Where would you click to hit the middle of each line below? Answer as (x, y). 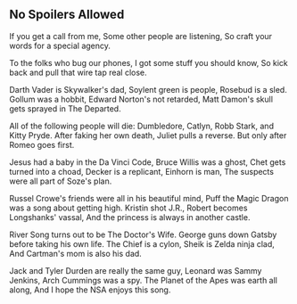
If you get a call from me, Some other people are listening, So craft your (141, 36)
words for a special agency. (60, 45)
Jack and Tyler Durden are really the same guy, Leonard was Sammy (136, 270)
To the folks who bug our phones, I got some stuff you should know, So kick (148, 62)
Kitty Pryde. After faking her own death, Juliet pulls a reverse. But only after (148, 135)
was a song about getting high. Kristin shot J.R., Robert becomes (128, 208)
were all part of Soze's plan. (61, 181)
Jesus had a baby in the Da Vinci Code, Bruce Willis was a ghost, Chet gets (148, 162)
